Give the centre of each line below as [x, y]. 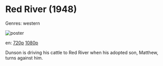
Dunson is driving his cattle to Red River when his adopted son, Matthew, [82, 52]
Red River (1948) [41, 9]
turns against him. [24, 58]
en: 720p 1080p [22, 43]
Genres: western [23, 23]
